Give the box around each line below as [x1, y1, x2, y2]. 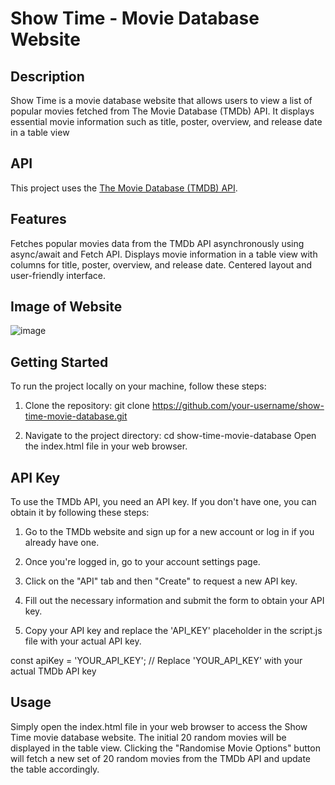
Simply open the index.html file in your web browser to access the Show [10, 720, 308, 732]
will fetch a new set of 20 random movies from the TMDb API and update [10, 752, 312, 764]
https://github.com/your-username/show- [151, 400, 325, 412]
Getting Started [10, 353, 109, 371]
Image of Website [10, 298, 123, 316]
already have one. [24, 537, 100, 549]
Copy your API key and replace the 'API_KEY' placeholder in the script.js [24, 625, 323, 637]
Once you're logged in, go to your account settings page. [24, 556, 261, 568]
